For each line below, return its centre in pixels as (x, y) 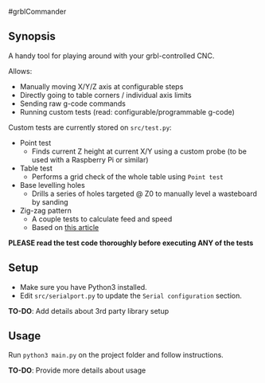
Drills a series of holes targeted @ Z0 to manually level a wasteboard (144, 193)
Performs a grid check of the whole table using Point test (128, 176)
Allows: (20, 71)
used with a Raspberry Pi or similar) (90, 159)
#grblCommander (37, 12)
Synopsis (32, 36)
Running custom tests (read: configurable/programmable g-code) (127, 111)
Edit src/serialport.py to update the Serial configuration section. (131, 295)
